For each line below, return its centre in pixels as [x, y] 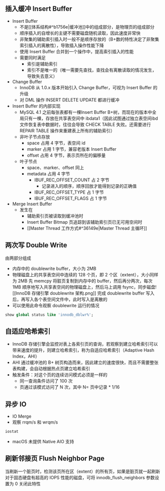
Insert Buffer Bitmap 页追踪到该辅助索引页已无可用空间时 [84, 222]
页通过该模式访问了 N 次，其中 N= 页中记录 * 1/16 [69, 387]
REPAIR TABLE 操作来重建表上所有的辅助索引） [67, 131]
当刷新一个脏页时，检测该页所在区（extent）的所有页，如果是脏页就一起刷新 [83, 471]
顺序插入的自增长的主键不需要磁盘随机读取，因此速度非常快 [80, 33]
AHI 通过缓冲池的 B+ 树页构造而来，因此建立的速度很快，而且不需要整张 [85, 362]
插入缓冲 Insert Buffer [39, 9]
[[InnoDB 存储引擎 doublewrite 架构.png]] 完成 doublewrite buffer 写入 [83, 293]
